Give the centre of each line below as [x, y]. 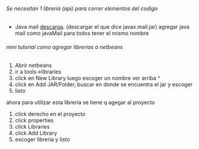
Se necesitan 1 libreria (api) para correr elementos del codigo [82, 8]
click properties [34, 120]
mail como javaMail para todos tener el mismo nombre [82, 34]
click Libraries [32, 127]
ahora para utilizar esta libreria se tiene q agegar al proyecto [81, 102]
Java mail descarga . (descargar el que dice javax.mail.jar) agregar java [102, 27]
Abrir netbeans [33, 65]
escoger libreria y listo [42, 139]
